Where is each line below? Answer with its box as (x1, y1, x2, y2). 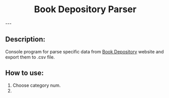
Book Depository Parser (33, 4, 137, 15)
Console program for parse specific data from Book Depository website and (5, 48, 164, 54)
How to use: (5, 69, 44, 77)
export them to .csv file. (5, 54, 55, 60)
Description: (5, 35, 46, 44)
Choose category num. (12, 82, 61, 88)
